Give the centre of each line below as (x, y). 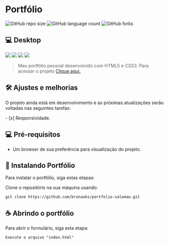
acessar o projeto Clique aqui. (49, 71)
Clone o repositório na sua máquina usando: (52, 188)
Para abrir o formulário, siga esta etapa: (47, 228)
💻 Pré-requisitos (33, 134)
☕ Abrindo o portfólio (40, 213)
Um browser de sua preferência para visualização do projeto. (77, 150)
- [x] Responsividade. (28, 118)
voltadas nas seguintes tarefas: (38, 108)
